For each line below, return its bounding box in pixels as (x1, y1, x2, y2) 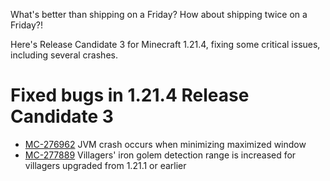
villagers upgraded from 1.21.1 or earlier (24, 159, 187, 171)
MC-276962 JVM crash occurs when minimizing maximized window (24, 138, 307, 150)
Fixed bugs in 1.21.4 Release (10, 84, 250, 107)
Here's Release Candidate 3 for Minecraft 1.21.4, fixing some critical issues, (10, 39, 321, 50)
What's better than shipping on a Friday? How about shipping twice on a (10, 9, 308, 20)
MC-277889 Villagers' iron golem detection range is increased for (24, 149, 297, 161)
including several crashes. (10, 49, 118, 61)
